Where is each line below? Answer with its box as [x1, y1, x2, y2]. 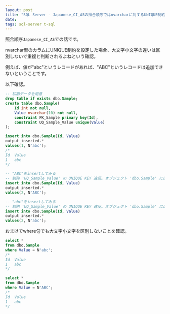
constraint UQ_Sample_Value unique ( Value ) [14, 120, 105, 125]
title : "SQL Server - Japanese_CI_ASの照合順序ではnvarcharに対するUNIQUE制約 [5, 12, 165, 17]
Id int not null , [14, 105, 51, 111]
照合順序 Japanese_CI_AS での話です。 [5, 36, 81, 42]
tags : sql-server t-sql [5, 21, 56, 27]
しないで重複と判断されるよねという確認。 [9, 53, 99, 59]
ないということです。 [5, 71, 50, 77]
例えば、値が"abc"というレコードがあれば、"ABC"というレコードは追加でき [5, 64, 163, 70]
